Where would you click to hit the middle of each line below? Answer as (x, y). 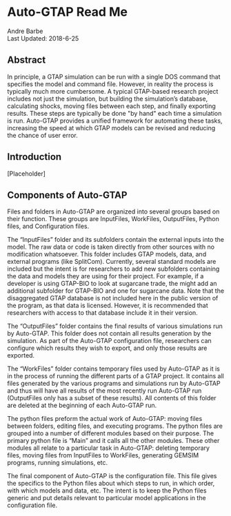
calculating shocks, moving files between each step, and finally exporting (111, 106)
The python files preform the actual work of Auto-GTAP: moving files (105, 419)
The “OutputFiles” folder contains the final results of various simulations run (115, 326)
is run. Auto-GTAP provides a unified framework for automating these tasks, (115, 121)
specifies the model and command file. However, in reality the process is (110, 84)
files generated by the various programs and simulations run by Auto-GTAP (114, 384)
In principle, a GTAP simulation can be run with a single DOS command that (114, 76)
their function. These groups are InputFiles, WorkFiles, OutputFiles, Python (113, 219)
